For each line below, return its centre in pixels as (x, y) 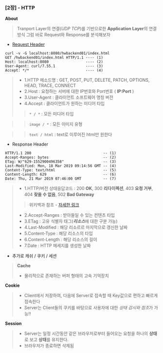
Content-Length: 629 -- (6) (61, 175)
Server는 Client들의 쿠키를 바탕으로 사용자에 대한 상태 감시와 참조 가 (89, 308)
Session (13, 324)
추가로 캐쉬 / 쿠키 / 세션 (34, 256)
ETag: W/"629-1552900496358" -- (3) (61, 162)
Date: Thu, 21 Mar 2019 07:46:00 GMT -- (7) (61, 179)
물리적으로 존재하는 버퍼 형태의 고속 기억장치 (66, 276)
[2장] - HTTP (20, 7)
